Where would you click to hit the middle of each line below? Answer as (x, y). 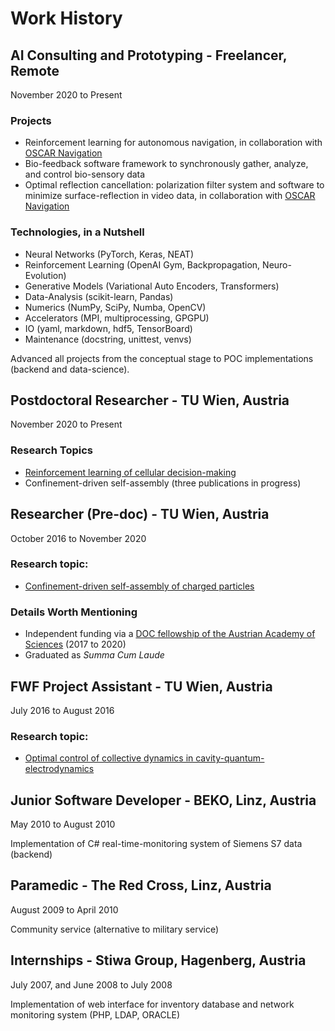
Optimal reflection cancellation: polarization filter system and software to (174, 185)
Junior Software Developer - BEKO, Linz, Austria (163, 800)
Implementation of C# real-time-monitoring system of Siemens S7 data (156, 844)
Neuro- (277, 264)
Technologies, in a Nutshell (77, 232)
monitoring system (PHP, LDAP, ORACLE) (95, 1014)
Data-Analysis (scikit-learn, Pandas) (99, 296)
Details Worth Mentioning (74, 612)
